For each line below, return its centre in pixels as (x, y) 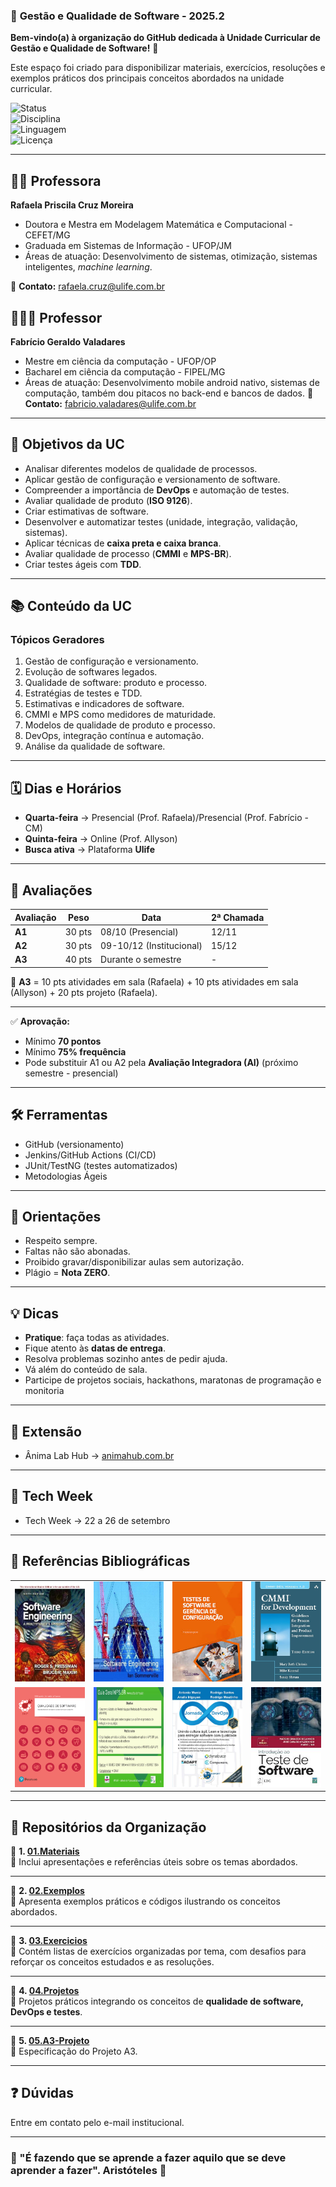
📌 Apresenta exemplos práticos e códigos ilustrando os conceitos (145, 1901)
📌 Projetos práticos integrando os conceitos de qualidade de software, (157, 2001)
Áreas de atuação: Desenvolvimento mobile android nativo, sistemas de (172, 382)
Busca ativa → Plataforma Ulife (89, 850)
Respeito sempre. (61, 1241)
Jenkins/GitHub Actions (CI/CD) (90, 1155)
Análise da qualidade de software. (95, 746)
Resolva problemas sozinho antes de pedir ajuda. (126, 1359)
